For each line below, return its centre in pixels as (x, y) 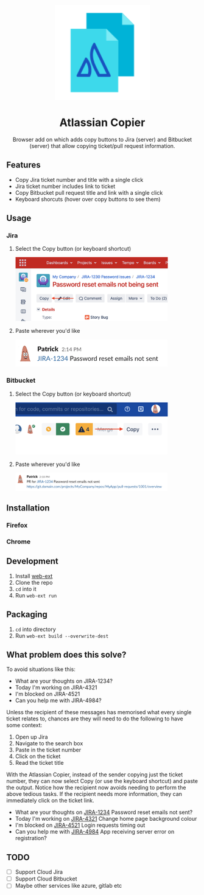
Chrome (19, 542)
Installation (28, 508)
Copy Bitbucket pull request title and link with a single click (89, 192)
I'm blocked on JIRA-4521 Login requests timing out (80, 825)
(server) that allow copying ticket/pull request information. (102, 146)
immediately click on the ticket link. (50, 801)
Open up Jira (31, 737)
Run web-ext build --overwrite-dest (62, 636)
